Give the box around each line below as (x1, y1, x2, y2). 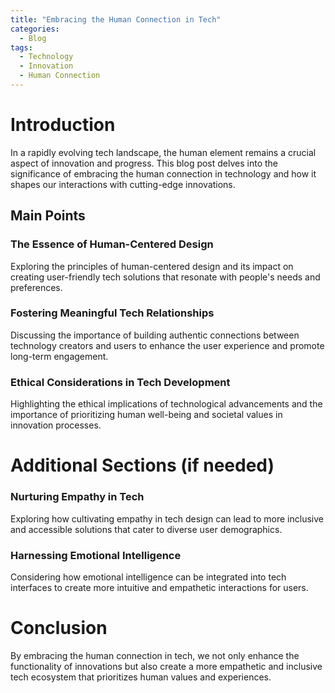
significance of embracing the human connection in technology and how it (10, 167, 317, 180)
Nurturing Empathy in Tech (10, 490, 145, 504)
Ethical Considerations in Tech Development (10, 375, 231, 389)
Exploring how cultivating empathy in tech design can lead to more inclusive (10, 512, 324, 525)
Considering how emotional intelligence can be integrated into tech (10, 571, 287, 583)
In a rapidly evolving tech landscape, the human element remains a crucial (10, 146, 317, 158)
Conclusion (10, 617, 108, 640)
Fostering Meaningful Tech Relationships (10, 306, 215, 320)
